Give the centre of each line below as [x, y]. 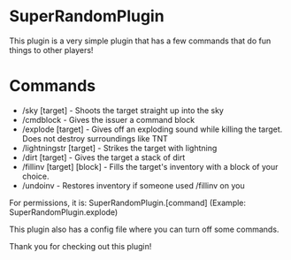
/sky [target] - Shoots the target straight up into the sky [123, 110]
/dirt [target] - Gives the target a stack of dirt [103, 157]
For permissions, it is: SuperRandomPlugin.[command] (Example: [127, 203]
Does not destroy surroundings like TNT [95, 138]
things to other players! [51, 50]
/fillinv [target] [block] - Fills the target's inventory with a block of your [150, 166]
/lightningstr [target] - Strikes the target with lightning [119, 148]
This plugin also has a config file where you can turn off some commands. [144, 229]
